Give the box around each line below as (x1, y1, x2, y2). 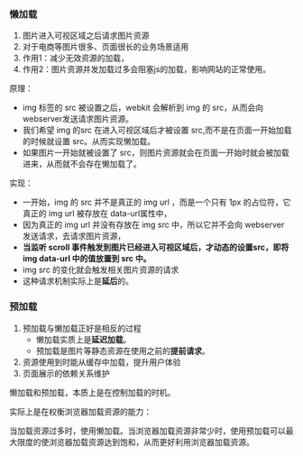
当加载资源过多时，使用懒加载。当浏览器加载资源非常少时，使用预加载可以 (9, 425, 286, 436)
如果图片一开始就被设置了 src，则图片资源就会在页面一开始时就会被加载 (22, 147, 290, 159)
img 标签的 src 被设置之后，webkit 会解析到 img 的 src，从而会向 (22, 102, 264, 114)
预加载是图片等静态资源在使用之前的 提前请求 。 (35, 345, 210, 356)
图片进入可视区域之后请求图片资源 (22, 30, 150, 41)
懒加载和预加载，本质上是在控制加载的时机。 (9, 387, 176, 397)
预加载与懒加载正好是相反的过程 (22, 323, 142, 333)
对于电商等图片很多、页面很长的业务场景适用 (22, 41, 189, 52)
